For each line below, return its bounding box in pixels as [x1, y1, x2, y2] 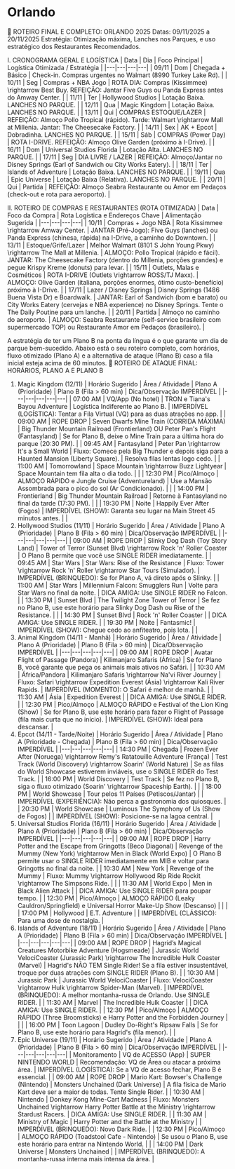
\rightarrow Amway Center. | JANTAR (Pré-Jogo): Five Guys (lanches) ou [7, 226, 218, 234]
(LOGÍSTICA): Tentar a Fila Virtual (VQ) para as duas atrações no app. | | [17, 410, 227, 418]
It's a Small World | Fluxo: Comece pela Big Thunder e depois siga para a [17, 447, 229, 455]
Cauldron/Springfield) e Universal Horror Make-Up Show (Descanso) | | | [17, 901, 228, 910]
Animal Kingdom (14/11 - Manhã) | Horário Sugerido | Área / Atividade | [17, 633, 222, 642]
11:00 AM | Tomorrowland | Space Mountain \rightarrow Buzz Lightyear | [17, 461, 227, 470]
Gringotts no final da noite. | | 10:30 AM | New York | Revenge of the [17, 864, 214, 872]
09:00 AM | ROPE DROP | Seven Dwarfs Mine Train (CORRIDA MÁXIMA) [17, 417, 226, 425]
